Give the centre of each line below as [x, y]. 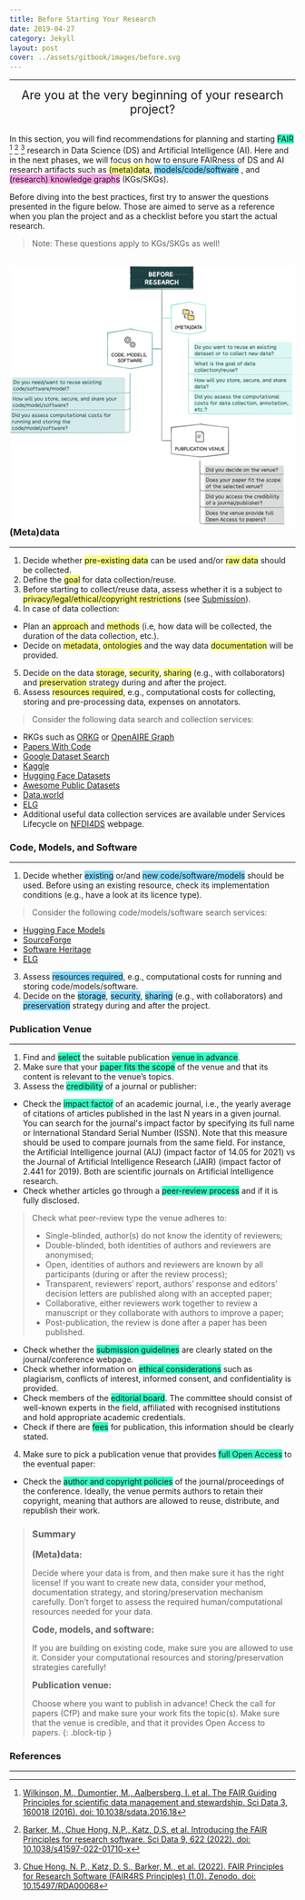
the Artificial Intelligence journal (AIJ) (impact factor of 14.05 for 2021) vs [159, 1152]
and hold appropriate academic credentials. [104, 1418]
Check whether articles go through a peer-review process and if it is [150, 1191]
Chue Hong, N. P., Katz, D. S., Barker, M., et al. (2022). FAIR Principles [153, 1866]
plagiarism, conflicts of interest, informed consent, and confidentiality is [157, 1379]
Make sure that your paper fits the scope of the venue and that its [145, 1067]
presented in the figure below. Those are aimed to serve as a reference [142, 206]
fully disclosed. [51, 1200]
